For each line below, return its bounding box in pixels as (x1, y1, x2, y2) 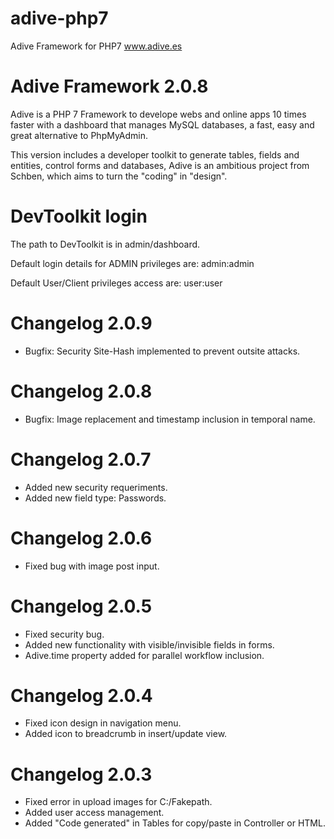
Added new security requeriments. (24, 481, 168, 493)
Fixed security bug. (24, 628, 105, 640)
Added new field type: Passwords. (24, 492, 167, 504)
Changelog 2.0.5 (10, 595, 153, 617)
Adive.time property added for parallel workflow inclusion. (24, 649, 265, 661)
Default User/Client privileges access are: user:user (10, 277, 223, 289)
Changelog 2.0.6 (10, 527, 153, 549)
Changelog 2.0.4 (10, 684, 153, 707)
